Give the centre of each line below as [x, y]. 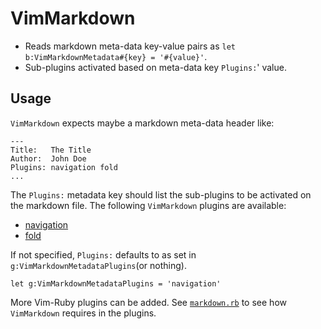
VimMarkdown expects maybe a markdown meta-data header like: [142, 123]
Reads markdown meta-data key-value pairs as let [130, 46]
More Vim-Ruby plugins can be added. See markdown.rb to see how [148, 302]
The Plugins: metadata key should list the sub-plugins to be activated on [161, 194]
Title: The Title [51, 150]
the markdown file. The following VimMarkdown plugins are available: [148, 205]
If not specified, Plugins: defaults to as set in [103, 254]
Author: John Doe [48, 158]
